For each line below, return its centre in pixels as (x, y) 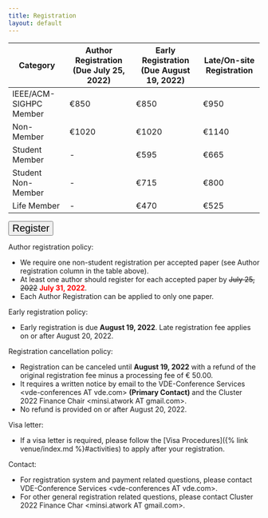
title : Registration (43, 16)
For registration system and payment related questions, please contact (136, 480)
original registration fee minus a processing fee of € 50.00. (116, 375)
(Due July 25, (99, 70)
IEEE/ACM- (34, 94)
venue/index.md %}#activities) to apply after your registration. (122, 448)
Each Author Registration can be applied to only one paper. (116, 296)
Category (37, 65)
